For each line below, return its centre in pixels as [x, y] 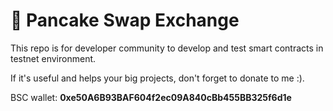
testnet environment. [53, 58]
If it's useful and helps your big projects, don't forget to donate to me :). [157, 78]
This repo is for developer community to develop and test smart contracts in [167, 48]
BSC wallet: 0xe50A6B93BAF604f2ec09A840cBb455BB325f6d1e [151, 97]
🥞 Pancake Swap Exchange [125, 20]
